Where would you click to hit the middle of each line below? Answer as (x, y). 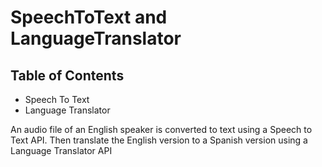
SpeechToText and (89, 17)
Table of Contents (67, 75)
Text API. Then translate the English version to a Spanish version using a (159, 140)
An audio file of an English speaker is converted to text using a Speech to (161, 129)
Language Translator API (61, 150)
